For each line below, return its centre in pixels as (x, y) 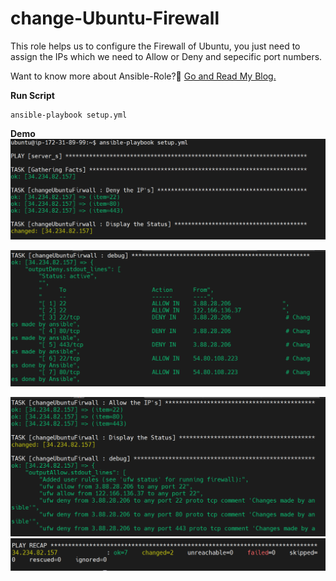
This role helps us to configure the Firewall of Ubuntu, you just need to (155, 46)
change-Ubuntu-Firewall (115, 18)
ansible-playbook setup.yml (69, 115)
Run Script (32, 95)
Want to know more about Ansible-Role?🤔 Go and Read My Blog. (143, 76)
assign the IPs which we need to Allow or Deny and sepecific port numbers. (166, 56)
